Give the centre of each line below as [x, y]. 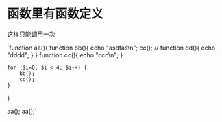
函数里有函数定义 [56, 14]
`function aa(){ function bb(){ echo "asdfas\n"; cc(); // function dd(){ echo [111, 48]
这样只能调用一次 [31, 34]
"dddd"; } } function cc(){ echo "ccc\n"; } [65, 55]
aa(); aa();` [22, 111]
